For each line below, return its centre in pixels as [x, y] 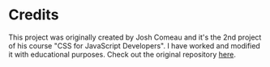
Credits [34, 15]
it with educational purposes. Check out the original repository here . [122, 54]
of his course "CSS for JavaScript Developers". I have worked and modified [135, 45]
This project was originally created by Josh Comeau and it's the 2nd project [135, 37]
